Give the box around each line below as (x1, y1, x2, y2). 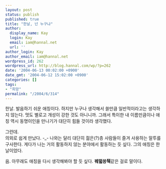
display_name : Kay (10, 31, 49, 36)
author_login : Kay (5, 49, 44, 54)
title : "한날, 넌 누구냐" (5, 21, 53, 27)
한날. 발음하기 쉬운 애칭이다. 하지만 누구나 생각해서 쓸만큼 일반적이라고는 (5, 106, 147, 112)
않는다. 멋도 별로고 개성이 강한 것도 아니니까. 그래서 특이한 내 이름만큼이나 (10, 112, 155, 118)
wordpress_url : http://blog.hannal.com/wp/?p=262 (5, 63, 111, 68)
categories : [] (5, 77, 37, 82)
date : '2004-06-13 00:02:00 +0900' (5, 68, 80, 73)
